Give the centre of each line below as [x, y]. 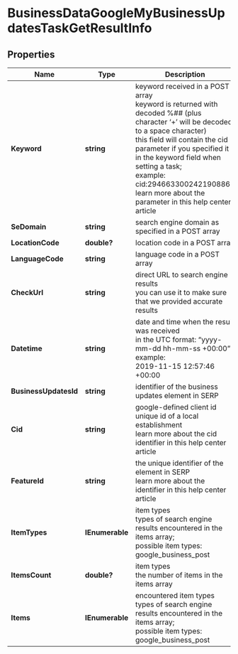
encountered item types [175, 595]
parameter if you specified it [182, 149]
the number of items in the [179, 575]
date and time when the [175, 322]
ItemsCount [31, 575]
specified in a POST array [178, 231]
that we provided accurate [179, 301]
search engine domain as [177, 222]
